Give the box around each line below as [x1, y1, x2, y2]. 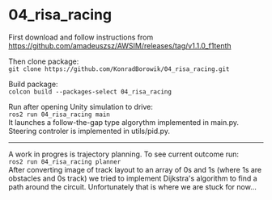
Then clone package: [8, 56, 79, 66]
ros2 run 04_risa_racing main [8, 110, 111, 119]
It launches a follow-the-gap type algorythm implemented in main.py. [8, 117, 240, 127]
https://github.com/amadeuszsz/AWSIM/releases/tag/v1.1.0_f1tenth [8, 40, 232, 50]
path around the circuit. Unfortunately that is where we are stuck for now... [8, 181, 257, 191]
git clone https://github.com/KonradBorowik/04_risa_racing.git [8, 65, 230, 73]
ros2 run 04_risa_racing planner [8, 157, 121, 166]
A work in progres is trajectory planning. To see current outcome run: [8, 149, 240, 159]
